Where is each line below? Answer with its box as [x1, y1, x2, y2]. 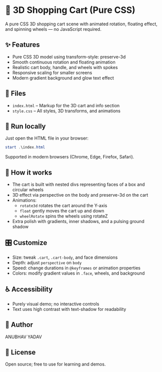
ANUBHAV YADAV [5, 334, 42, 340]
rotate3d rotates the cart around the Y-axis [19, 203, 108, 209]
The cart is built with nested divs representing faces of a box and [12, 181, 145, 188]
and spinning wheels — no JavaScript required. [5, 26, 102, 32]
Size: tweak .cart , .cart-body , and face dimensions [12, 254, 118, 260]
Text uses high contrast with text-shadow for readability [12, 306, 126, 312]
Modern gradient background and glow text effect [12, 74, 115, 81]
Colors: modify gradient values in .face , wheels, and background [12, 270, 145, 276]
